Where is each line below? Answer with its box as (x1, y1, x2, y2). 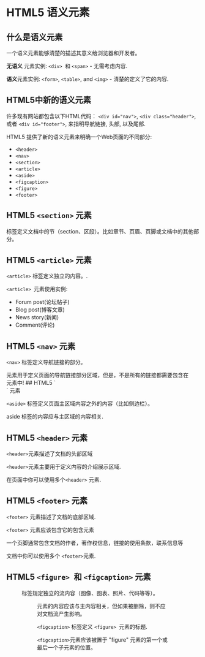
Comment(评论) (15, 321, 55, 328)
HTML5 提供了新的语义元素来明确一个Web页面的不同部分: (6, 133, 152, 140)
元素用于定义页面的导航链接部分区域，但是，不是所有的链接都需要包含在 (6, 371, 188, 379)
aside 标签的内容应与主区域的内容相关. (6, 413, 104, 420)
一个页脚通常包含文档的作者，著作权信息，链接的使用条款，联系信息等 (6, 539, 184, 546)
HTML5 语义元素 (6, 6, 90, 20)
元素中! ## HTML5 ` (6, 379, 56, 387)
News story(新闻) (15, 314, 59, 321)
